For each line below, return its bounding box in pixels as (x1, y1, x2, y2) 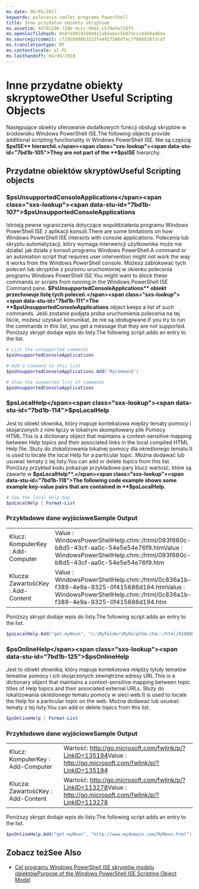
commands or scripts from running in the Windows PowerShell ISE (6, 278, 168, 285)
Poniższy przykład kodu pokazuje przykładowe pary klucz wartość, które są (6, 464, 192, 471)
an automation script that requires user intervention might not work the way (6, 253, 191, 260)
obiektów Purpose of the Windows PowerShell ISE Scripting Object (14, 869, 177, 877)
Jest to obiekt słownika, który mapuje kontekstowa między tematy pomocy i (6, 420, 191, 427)
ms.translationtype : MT (6, 42, 65, 48)
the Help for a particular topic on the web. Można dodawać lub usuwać (6, 698, 179, 705)
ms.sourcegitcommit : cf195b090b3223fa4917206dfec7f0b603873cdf (6, 36, 166, 42)
